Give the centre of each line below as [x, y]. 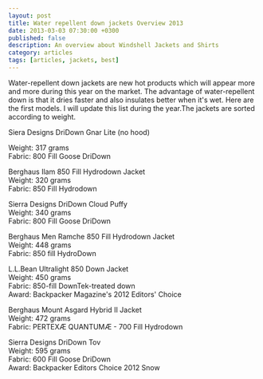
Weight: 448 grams [40, 245]
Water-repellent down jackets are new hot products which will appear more [131, 83]
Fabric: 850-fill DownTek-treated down [72, 286]
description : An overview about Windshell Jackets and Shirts [114, 45]
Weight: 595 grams [39, 350]
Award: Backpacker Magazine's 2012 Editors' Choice [95, 294]
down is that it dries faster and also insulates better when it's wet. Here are [131, 100]
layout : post [30, 16]
